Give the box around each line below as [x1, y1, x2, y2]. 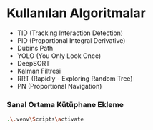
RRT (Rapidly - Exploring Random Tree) [16, 74, 133, 83]
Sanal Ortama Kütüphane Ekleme [6, 99, 124, 109]
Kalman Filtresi [16, 66, 61, 75]
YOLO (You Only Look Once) [16, 51, 102, 60]
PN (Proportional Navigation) [16, 81, 102, 90]
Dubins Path [16, 44, 54, 52]
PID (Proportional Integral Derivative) [16, 36, 126, 44]
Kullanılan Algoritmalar [6, 5, 146, 21]
